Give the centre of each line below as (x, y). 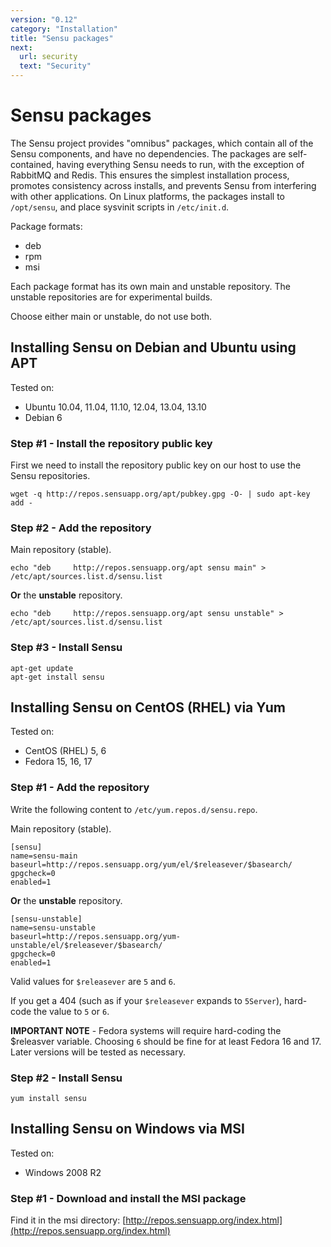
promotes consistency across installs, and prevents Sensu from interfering (163, 185)
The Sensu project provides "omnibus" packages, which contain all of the (162, 143)
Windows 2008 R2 (63, 1172)
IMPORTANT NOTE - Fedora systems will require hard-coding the (146, 1030)
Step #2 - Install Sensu (66, 1078)
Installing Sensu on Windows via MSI (127, 1129)
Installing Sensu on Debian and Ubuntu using (153, 347)
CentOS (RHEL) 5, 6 (65, 751)
